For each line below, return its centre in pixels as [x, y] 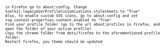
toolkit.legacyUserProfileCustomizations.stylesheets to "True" [73, 11]
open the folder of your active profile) [48, 29]
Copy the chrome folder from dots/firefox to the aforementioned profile [83, 33]
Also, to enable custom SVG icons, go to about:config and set [72, 16]
